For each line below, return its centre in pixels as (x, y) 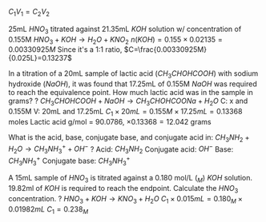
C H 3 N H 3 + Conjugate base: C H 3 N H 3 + (69, 161)
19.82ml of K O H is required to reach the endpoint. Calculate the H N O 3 (123, 189)
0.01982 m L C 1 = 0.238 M (48, 210)
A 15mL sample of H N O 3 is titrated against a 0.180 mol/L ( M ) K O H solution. (131, 179)
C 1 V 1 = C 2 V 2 (29, 13)
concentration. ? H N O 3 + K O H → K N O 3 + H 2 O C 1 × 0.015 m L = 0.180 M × (125, 200)
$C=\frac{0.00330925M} (165, 50)
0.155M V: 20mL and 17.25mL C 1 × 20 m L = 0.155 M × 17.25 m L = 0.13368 (125, 112)
